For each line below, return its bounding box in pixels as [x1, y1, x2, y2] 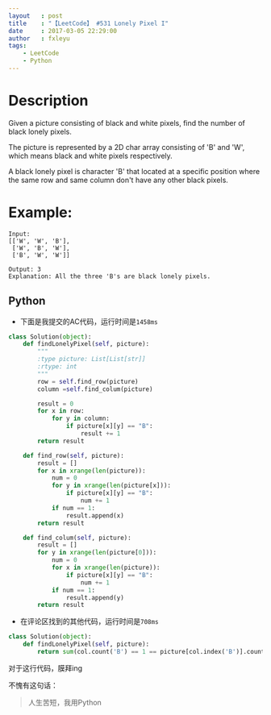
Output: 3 [8, 265, 42, 273]
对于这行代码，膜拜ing [8, 663, 83, 673]
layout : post [8, 11, 63, 20]
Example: [8, 203, 73, 222]
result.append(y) [65, 593, 125, 601]
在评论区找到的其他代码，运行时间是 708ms [19, 617, 159, 626]
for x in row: [37, 407, 85, 415]
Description [8, 92, 89, 110]
